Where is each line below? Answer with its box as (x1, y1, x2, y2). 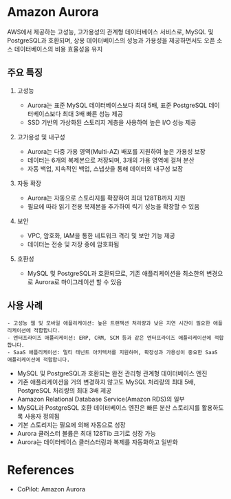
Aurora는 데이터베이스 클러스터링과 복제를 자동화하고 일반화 (16, 437, 179, 446)
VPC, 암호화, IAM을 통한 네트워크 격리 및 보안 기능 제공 (27, 231, 175, 240)
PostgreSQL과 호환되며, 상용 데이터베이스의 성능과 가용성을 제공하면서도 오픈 (7, 36, 215, 45)
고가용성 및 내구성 (16, 132, 65, 141)
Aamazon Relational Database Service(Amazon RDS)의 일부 (16, 395, 186, 403)
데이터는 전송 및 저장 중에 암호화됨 (27, 240, 120, 248)
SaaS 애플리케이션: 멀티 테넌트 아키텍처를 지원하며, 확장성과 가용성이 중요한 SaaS (13, 349, 218, 356)
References (7, 462, 74, 478)
